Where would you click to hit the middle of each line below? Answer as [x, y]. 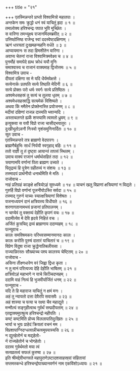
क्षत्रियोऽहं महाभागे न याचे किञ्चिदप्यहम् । [36, 274]
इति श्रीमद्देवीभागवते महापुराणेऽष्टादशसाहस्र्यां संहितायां [45, 358]
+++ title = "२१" [21, 7]
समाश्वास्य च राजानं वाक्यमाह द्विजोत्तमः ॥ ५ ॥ [40, 67]
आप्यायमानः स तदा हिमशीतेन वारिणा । [35, 51]
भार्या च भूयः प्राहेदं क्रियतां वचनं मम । [34, 324]
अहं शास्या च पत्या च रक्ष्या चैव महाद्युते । [36, 302]
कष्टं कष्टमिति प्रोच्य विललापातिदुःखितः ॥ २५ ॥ [41, 319]
